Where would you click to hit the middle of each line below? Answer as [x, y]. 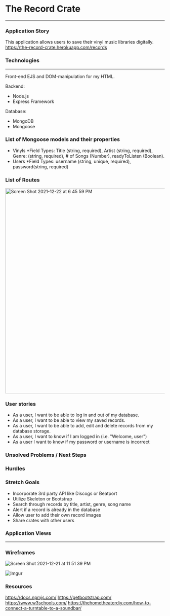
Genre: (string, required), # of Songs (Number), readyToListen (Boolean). [89, 156]
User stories [21, 404]
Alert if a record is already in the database [56, 510]
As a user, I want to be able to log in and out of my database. [76, 415]
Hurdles [15, 468]
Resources [19, 587]
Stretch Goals [22, 482]
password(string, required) [40, 167]
